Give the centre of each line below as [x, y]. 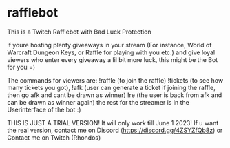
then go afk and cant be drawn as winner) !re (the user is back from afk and [115, 95]
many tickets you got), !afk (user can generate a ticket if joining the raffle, [111, 87]
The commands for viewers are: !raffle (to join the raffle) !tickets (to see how [115, 80]
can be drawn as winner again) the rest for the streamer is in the [98, 102]
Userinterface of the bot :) [44, 109]
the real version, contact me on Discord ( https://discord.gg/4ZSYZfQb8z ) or [115, 130]
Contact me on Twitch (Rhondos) [54, 137]
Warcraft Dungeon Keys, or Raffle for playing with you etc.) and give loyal [111, 52]
